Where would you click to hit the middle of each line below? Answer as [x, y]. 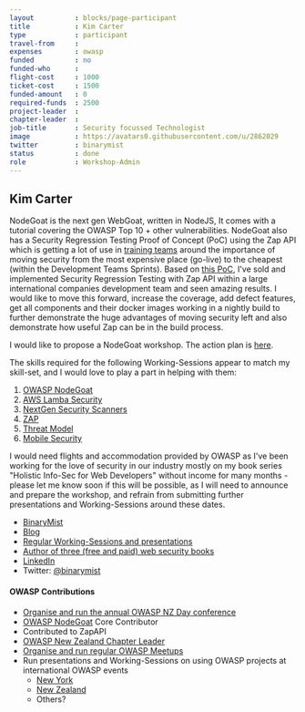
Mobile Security [52, 439]
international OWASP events [76, 670]
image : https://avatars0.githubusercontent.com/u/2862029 [144, 137]
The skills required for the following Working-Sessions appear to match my [150, 363]
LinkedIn [39, 561]
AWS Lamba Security [62, 400]
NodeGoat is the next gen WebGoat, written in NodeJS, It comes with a [142, 221]
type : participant [69, 35]
